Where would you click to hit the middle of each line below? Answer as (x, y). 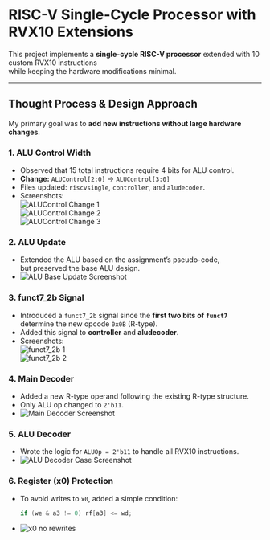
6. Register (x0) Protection (61, 481)
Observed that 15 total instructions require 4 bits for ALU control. (127, 170)
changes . (24, 132)
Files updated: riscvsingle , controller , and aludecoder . (112, 187)
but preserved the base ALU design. (80, 268)
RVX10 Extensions (71, 32)
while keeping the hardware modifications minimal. (92, 71)
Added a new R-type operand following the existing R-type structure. (134, 396)
